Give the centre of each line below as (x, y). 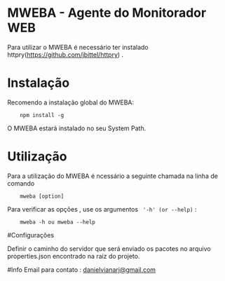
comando (21, 183)
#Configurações (31, 235)
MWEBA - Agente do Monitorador (107, 13)
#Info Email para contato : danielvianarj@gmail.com (82, 269)
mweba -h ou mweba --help (58, 222)
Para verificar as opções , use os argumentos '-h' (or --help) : (102, 209)
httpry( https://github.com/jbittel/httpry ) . (66, 55)
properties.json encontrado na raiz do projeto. (74, 256)
